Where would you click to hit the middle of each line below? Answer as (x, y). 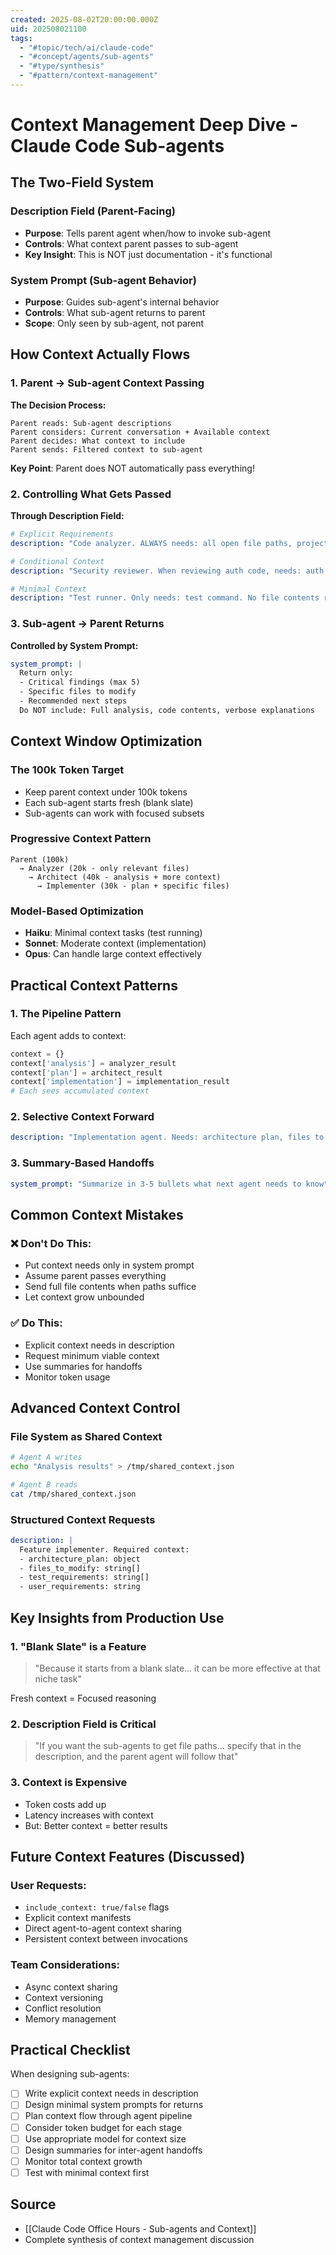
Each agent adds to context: (68, 1035)
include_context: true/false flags (97, 1907)
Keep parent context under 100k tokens (106, 792)
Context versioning (64, 1997)
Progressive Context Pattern (81, 839)
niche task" (58, 1678)
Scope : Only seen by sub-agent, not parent (114, 323)
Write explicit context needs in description (111, 2093)
